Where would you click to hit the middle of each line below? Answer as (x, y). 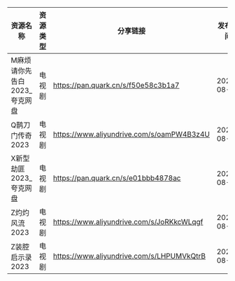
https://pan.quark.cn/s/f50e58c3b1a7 (116, 85)
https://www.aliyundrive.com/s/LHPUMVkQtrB (129, 256)
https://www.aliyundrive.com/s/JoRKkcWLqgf (128, 222)
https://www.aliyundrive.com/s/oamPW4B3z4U (131, 134)
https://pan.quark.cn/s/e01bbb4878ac (117, 178)
